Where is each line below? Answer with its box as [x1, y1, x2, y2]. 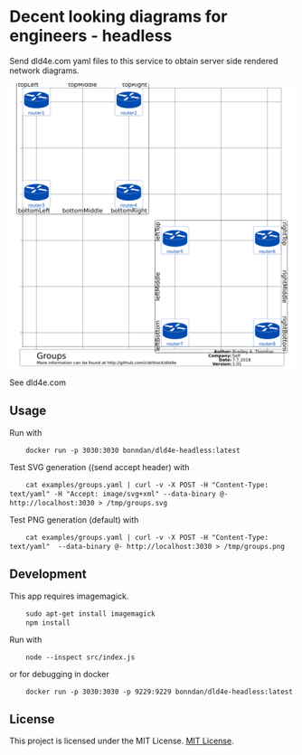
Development [9, 567, 88, 582]
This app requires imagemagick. [9, 590, 129, 601]
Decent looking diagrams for [9, 6, 228, 27]
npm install [25, 618, 71, 628]
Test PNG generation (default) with [9, 514, 139, 525]
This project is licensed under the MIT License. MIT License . [9, 735, 234, 747]
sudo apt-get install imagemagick [25, 609, 156, 618]
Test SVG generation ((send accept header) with [9, 461, 190, 472]
